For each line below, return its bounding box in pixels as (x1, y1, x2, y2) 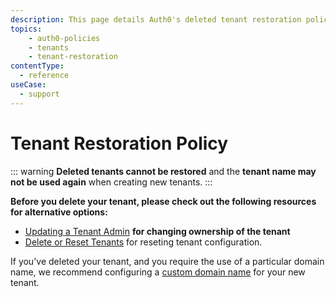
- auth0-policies (28, 33, 101, 43)
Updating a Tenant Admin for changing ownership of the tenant (24, 225, 291, 237)
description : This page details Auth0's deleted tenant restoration (10, 14, 302, 25)
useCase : (10, 80, 47, 90)
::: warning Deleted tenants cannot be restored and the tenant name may (10, 165, 317, 177)
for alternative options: (10, 206, 108, 218)
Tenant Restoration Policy (10, 132, 229, 155)
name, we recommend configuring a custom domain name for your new (10, 266, 306, 278)
